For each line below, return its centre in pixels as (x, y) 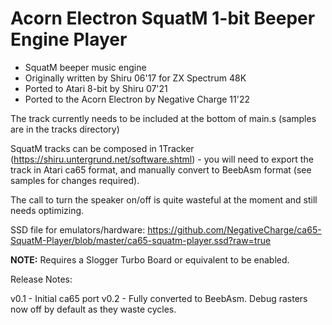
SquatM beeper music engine (85, 67)
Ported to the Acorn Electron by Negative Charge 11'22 (137, 99)
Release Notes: (41, 279)
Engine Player (69, 39)
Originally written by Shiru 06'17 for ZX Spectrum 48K (135, 78)
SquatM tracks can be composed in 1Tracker (102, 148)
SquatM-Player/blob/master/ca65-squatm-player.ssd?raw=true (141, 240)
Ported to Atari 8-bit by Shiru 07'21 (96, 88)
